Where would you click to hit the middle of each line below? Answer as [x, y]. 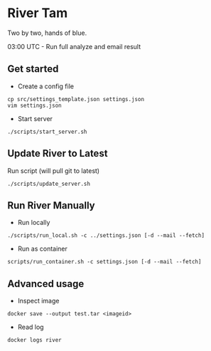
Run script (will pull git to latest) [54, 171]
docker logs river [34, 340]
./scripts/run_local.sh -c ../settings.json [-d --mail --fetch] [106, 236]
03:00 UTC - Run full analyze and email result [74, 46]
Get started [33, 69]
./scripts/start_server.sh [47, 132]
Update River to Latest [58, 153]
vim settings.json [34, 105]
